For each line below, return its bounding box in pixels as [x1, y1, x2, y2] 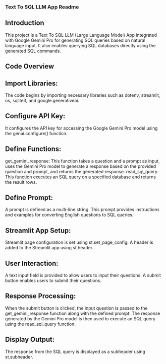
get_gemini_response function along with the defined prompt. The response [5, 310, 160, 316]
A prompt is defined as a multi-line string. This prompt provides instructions [5, 207, 160, 213]
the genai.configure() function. [5, 130, 68, 136]
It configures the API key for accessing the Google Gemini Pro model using [5, 125, 158, 131]
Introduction [5, 19, 45, 27]
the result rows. [5, 179, 37, 185]
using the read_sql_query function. [5, 321, 76, 327]
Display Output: [5, 335, 55, 344]
